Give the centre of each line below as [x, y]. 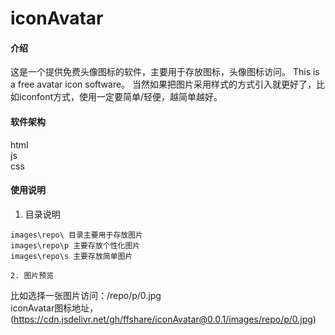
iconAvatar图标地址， [54, 308]
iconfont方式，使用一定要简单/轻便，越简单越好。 [120, 97]
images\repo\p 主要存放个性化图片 [75, 245]
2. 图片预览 [32, 275]
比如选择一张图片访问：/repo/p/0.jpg [86, 295]
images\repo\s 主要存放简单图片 [71, 256]
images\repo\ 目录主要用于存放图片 [76, 235]
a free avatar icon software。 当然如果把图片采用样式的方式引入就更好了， [163, 84]
